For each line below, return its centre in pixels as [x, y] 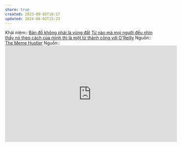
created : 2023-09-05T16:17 [33, 14]
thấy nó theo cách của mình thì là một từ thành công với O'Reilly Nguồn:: [78, 38]
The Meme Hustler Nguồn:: [33, 43]
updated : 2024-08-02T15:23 [33, 19]
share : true [17, 10]
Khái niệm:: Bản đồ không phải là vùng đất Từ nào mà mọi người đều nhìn [79, 33]
